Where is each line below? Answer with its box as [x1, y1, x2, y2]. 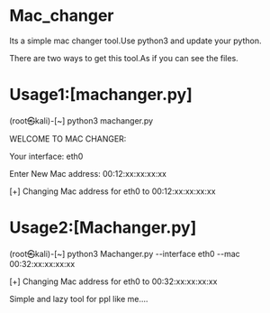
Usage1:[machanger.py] [9, 85, 193, 105]
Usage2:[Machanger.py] [9, 217, 197, 238]
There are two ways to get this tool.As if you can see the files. [9, 52, 238, 63]
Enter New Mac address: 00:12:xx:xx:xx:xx [9, 168, 166, 179]
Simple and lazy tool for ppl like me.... [9, 293, 148, 304]
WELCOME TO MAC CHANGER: [9, 133, 127, 144]
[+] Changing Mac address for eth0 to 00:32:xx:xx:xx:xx [9, 276, 218, 287]
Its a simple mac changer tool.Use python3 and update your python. [9, 35, 262, 46]
